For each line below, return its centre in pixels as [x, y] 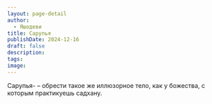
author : [18, 20]
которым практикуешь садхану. [55, 93]
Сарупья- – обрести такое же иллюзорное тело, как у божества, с [106, 85]
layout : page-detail [37, 14]
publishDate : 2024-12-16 [43, 40]
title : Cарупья [29, 33]
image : [17, 66]
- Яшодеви [28, 27]
